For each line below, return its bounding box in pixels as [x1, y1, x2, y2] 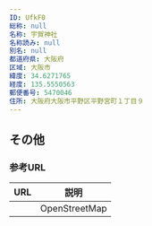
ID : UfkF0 [9, 13, 46, 22]
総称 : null [9, 22, 47, 30]
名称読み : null [9, 38, 61, 48]
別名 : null [9, 47, 47, 56]
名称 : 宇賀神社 [9, 30, 58, 39]
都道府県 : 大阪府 [9, 55, 64, 64]
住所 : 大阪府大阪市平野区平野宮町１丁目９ [9, 96, 145, 106]
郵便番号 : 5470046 [9, 88, 73, 97]
